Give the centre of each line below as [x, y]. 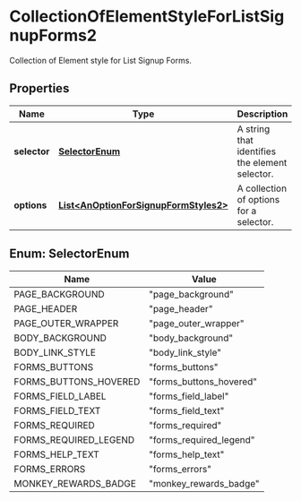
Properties [39, 88]
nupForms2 [53, 35]
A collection [262, 188]
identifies [256, 151]
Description [262, 114]
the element [262, 162]
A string [254, 129]
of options [258, 199]
